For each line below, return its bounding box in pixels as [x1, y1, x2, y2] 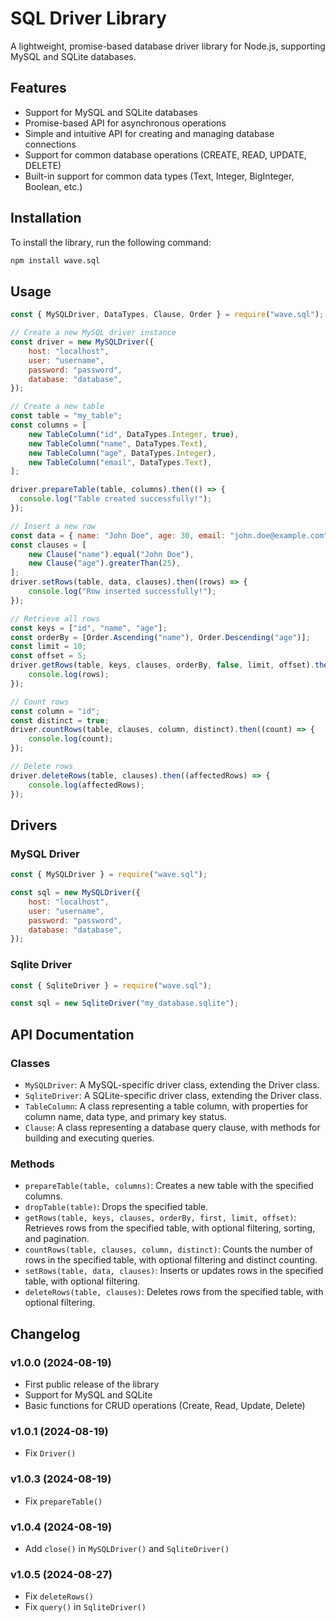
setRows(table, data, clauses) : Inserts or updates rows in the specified [24, 1265, 324, 1277]
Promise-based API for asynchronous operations [24, 117, 227, 129]
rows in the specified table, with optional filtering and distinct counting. [24, 1254, 318, 1266]
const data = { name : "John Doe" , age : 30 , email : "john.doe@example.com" [10, 530, 329, 541]
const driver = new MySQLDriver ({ [10, 337, 155, 347]
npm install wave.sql [10, 255, 101, 266]
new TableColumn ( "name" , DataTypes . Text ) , [28, 438, 208, 449]
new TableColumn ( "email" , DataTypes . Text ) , [28, 457, 213, 467]
